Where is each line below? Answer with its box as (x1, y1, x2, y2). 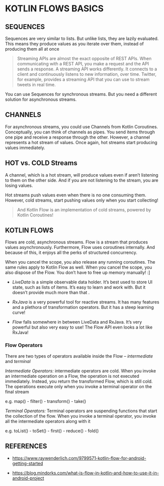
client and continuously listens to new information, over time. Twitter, (17, 71, 157, 77)
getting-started (12, 460, 43, 466)
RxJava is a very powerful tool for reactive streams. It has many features (12, 299, 160, 305)
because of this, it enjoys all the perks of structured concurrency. (5, 249, 137, 256)
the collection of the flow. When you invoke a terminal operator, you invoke (5, 413, 156, 419)
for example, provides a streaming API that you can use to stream (17, 77, 150, 82)
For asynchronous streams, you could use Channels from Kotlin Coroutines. (5, 123, 158, 129)
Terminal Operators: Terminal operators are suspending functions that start (5, 408, 157, 414)
